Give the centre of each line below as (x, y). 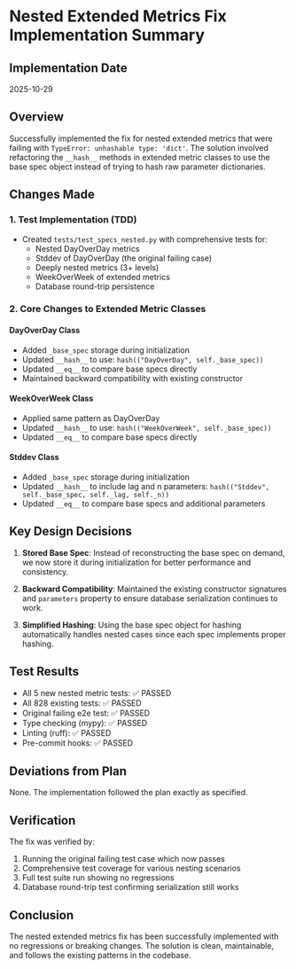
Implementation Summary (107, 35)
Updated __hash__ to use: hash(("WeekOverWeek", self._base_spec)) (147, 427)
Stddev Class (34, 457)
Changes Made (52, 195)
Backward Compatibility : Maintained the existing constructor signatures (154, 589)
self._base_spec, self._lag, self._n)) (96, 495)
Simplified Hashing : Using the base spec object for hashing (132, 625)
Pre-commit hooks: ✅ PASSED (78, 743)
